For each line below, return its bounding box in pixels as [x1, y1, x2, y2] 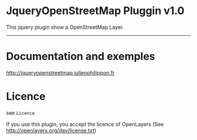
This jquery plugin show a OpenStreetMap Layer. [6, 24, 124, 31]
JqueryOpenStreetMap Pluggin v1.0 [6, 4, 185, 18]
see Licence [6, 109, 35, 116]
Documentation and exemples [6, 50, 155, 63]
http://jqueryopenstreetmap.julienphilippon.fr [6, 69, 115, 76]
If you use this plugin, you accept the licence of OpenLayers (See [6, 121, 164, 128]
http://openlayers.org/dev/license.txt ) [6, 126, 97, 134]
